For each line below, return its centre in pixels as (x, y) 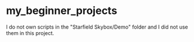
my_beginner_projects (62, 11)
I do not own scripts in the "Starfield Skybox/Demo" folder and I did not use (97, 27)
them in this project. (30, 33)
